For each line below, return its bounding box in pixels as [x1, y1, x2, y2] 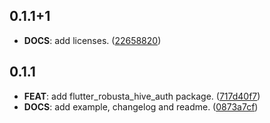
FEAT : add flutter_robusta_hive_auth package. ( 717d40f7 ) [23, 90, 261, 102]
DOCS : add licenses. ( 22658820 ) [23, 34, 162, 46]
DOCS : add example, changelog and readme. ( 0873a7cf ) [23, 100, 259, 113]
